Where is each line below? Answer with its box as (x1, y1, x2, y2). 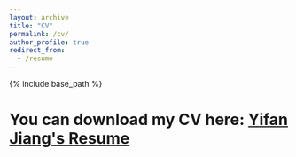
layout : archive (9, 12, 69, 22)
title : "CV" (9, 21, 53, 30)
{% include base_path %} (9, 79, 103, 89)
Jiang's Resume (9, 129, 130, 149)
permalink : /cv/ (9, 29, 69, 38)
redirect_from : (9, 46, 66, 55)
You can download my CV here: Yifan (9, 110, 289, 130)
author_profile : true (9, 37, 90, 47)
